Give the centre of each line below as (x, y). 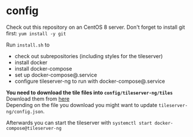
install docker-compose (43, 68)
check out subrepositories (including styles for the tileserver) (89, 56)
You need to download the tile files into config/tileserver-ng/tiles (89, 92)
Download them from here (38, 99)
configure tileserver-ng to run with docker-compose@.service (90, 81)
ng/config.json (25, 112)
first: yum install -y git (36, 33)
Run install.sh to (28, 45)
